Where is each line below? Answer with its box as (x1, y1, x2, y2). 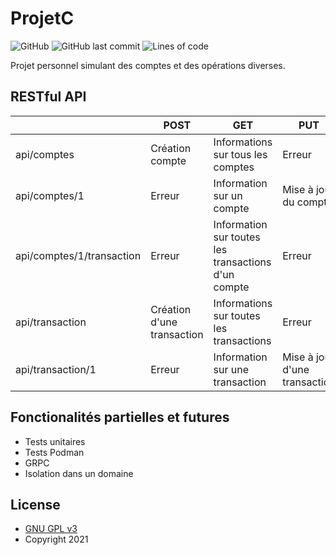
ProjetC (10, 7, 75, 30)
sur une (213, 362, 250, 376)
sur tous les (213, 147, 268, 161)
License (10, 496, 61, 513)
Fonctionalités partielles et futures (10, 409, 230, 426)
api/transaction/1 (15, 362, 97, 376)
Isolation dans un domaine (24, 467, 134, 479)
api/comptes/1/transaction (15, 248, 142, 262)
